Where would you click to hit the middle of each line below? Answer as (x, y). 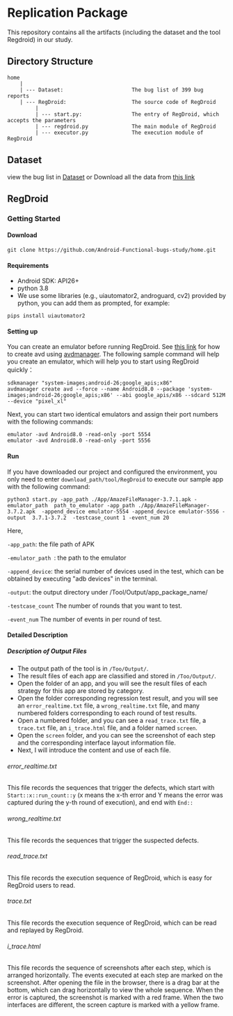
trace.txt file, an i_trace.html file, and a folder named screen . (107, 728)
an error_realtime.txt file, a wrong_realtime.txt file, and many (109, 705)
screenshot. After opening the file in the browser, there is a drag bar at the (114, 983)
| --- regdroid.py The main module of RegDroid (126, 126)
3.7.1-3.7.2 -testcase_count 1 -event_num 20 (101, 518)
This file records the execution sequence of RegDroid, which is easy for (110, 878)
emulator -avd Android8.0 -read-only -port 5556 (79, 441)
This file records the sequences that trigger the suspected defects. (103, 840)
